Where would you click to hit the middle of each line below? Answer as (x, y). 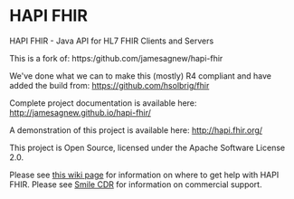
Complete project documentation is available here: (103, 103)
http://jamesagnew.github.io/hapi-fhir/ (81, 112)
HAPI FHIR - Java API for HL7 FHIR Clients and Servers (112, 41)
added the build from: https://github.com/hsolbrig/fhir (109, 85)
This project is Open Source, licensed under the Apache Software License (147, 147)
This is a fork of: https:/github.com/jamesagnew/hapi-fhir (116, 58)
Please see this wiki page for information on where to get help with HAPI (144, 175)
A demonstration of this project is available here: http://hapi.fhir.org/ (136, 130)
